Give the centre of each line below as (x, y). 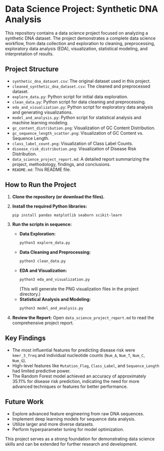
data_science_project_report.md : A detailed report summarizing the (81, 159)
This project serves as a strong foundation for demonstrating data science (80, 439)
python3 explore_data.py (45, 243)
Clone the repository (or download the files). (58, 196)
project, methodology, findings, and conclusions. (61, 164)
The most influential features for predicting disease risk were (74, 350)
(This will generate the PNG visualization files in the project (79, 289)
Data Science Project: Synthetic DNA (82, 9)
